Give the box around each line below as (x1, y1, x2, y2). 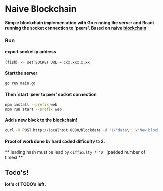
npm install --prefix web (5, 102, 57, 107)
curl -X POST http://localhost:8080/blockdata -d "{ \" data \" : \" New (5, 128, 147, 133)
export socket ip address (5, 49, 57, 55)
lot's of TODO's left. (5, 181, 46, 187)
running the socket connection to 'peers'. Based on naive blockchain (5, 25, 147, 31)
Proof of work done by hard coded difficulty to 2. (5, 138, 105, 144)
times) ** (5, 154, 23, 160)
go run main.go (5, 81, 36, 86)
